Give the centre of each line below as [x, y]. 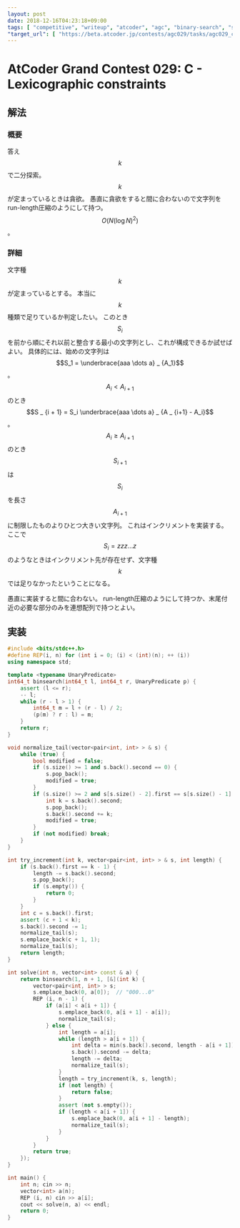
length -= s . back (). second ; [75, 873]
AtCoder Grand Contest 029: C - [105, 69]
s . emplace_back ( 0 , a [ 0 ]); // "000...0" [94, 992]
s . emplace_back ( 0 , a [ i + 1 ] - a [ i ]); [115, 1012]
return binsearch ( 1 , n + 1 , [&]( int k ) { [83, 979]
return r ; [35, 728]
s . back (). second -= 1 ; [54, 926]
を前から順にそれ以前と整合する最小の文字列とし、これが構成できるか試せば [120, 342]
